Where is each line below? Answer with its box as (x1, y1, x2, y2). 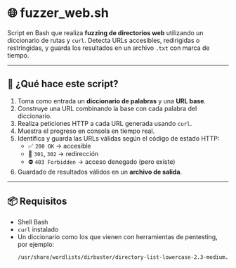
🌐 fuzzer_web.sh (7, 5, 109, 21)
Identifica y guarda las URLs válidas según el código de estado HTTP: (17, 134, 220, 142)
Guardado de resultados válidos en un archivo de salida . (17, 167, 183, 176)
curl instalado (17, 225, 59, 234)
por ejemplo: (17, 240, 55, 248)
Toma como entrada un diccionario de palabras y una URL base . (17, 96, 206, 105)
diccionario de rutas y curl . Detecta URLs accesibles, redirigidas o (7, 36, 200, 44)
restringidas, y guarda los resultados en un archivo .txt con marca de (7, 44, 210, 52)
